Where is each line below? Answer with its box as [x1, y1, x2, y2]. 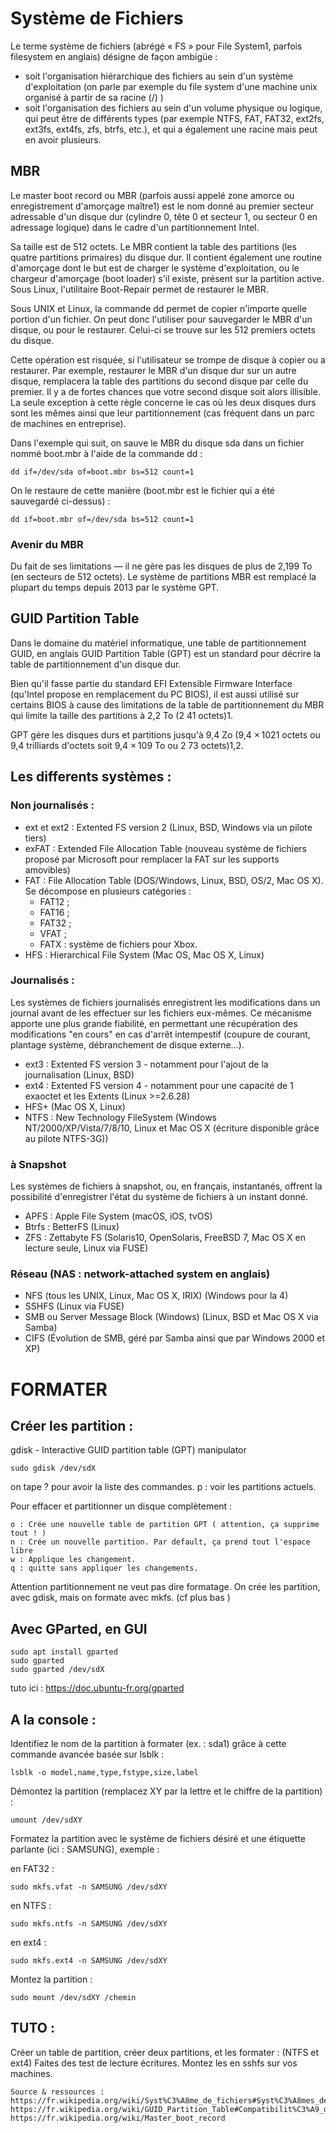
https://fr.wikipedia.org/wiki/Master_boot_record [10, 2113, 226, 2123]
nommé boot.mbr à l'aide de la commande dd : [10, 447, 203, 459]
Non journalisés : [10, 798, 95, 812]
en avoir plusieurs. [24, 133, 102, 146]
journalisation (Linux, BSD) [24, 1068, 135, 1081]
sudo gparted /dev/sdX [10, 1665, 105, 1675]
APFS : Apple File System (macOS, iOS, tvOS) [24, 1210, 213, 1222]
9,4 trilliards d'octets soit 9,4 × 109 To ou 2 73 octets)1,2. [10, 739, 244, 751]
